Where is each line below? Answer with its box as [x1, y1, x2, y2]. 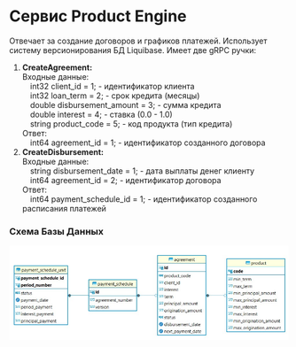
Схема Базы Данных [9, 225, 105, 237]
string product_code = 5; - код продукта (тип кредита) [29, 118, 233, 129]
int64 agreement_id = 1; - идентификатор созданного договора [29, 137, 266, 148]
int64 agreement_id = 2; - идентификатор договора [29, 174, 222, 185]
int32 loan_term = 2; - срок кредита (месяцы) [29, 90, 200, 101]
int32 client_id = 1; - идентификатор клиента [29, 81, 195, 91]
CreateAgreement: [21, 62, 93, 73]
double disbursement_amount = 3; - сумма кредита [29, 99, 222, 110]
